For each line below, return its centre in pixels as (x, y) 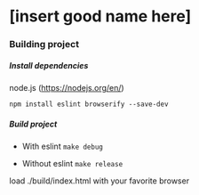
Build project (33, 124)
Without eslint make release (72, 164)
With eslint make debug (63, 146)
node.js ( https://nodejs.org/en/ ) (67, 88)
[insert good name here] (100, 16)
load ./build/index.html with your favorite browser (99, 181)
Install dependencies (49, 65)
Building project (44, 45)
